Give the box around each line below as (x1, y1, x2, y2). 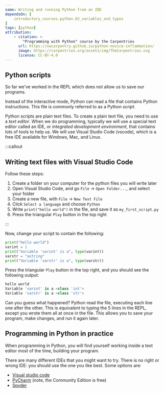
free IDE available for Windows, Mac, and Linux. (5, 134, 102, 140)
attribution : (5, 30, 32, 35)
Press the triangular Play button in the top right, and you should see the (5, 267, 149, 273)
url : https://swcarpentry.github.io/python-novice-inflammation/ (18, 44, 154, 49)
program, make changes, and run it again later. (5, 316, 99, 321)
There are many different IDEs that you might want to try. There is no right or (5, 357, 160, 363)
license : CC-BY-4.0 (18, 52, 58, 58)
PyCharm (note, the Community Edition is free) (12, 377, 107, 383)
